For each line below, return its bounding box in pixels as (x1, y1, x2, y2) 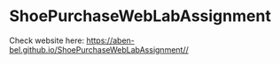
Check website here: (9, 35, 85, 46)
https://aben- (86, 35, 136, 46)
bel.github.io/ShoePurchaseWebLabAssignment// (9, 44, 189, 54)
